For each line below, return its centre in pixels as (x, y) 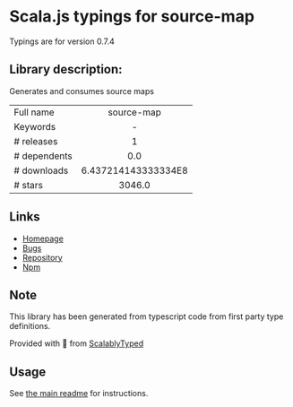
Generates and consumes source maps (82, 91)
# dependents (43, 156)
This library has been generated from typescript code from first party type (146, 316)
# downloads (41, 170)
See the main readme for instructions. (79, 394)
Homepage (43, 238)
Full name (34, 112)
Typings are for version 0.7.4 (62, 41)
